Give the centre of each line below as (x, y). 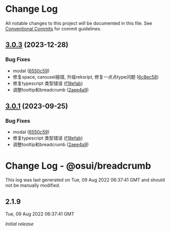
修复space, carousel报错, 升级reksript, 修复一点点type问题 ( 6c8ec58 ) (86, 77)
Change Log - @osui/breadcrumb (78, 166)
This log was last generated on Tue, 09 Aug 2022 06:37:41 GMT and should (85, 180)
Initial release (19, 224)
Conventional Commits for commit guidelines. (53, 28)
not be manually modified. (33, 185)
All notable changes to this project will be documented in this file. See (79, 23)
